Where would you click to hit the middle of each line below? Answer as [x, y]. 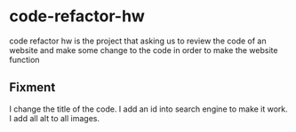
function [24, 59]
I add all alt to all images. [55, 118]
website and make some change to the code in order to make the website [144, 50]
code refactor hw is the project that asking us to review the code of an [138, 41]
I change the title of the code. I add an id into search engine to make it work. [149, 109]
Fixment [32, 87]
